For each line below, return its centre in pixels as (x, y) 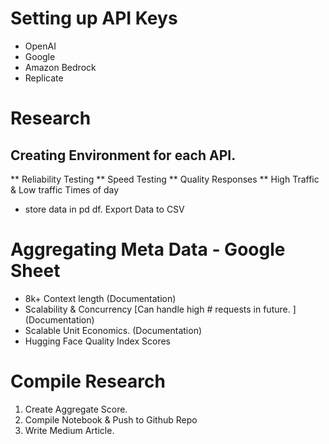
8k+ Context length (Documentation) (100, 298)
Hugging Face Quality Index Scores (97, 341)
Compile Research (88, 381)
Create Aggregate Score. (76, 409)
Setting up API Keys (94, 18)
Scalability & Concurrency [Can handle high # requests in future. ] (160, 309)
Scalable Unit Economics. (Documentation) (113, 330)
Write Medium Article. (69, 430)
